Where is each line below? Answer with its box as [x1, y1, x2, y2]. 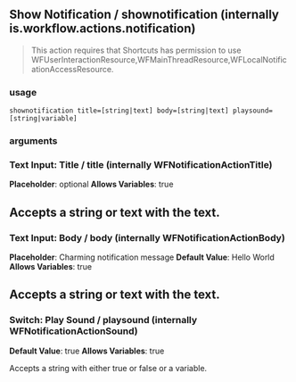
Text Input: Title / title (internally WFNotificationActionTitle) [9, 158, 273, 170]
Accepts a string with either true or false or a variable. [9, 362, 208, 373]
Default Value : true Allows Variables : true [9, 345, 165, 356]
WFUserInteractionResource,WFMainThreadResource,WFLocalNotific [30, 54, 287, 65]
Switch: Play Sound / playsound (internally [9, 314, 198, 327]
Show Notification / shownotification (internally [9, 7, 279, 22]
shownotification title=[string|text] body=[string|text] [9, 106, 229, 115]
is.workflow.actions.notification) [9, 21, 196, 37]
